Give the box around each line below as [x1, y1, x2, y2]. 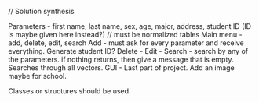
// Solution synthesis [8, 7, 75, 16]
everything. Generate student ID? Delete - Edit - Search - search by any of [8, 47, 249, 55]
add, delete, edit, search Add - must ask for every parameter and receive [8, 38, 245, 47]
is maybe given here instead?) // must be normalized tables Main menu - [8, 30, 243, 39]
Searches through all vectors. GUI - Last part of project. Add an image [8, 63, 235, 72]
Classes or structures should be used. [8, 86, 131, 96]
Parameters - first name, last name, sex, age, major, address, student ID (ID [8, 22, 252, 30]
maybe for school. [8, 72, 67, 80]
